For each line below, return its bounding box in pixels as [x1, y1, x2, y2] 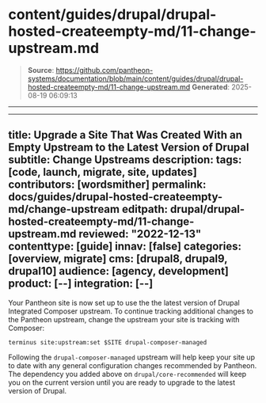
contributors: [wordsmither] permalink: [8, 178, 207, 192]
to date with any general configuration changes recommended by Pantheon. [8, 360, 257, 370]
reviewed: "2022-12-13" [78, 227, 202, 241]
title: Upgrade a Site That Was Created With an [8, 128, 243, 142]
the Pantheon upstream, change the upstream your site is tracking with [8, 314, 240, 324]
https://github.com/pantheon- [55, 65, 154, 74]
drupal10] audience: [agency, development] [8, 264, 230, 278]
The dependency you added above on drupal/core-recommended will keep [8, 369, 247, 378]
